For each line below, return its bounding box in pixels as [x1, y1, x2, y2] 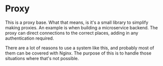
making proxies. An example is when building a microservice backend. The [5, 24, 158, 30]
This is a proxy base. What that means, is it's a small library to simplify [5, 19, 149, 25]
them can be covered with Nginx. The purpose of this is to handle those [5, 50, 152, 56]
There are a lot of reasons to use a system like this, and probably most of [5, 45, 155, 51]
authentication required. [5, 35, 54, 41]
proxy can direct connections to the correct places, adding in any [5, 30, 139, 36]
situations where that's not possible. [5, 55, 79, 61]
